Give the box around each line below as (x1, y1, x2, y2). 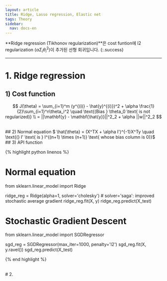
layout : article (5, 7, 39, 12)
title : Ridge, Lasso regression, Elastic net (5, 12, 101, 17)
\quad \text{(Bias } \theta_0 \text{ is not (70, 108, 151, 114)
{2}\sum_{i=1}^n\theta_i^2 (16, 108, 70, 114)
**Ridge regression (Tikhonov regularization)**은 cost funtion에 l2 (5, 40, 142, 46)
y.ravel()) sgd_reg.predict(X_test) (5, 247, 73, 253)
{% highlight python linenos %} (5, 149, 70, 155)
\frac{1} (139, 103, 155, 109)
